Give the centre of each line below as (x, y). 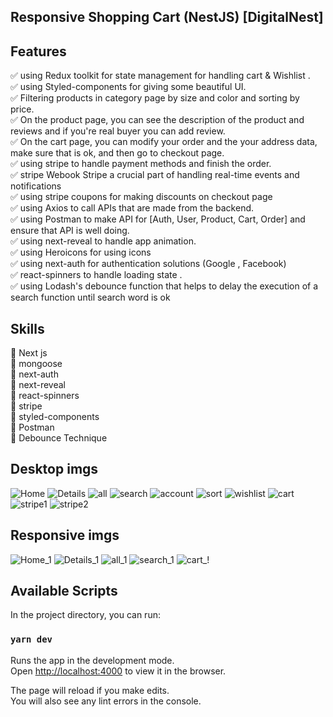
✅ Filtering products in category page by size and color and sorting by (155, 98)
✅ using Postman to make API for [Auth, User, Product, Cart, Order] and (158, 219)
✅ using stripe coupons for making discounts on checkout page (141, 197)
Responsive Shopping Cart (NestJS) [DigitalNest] (167, 17)
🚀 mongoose (36, 364)
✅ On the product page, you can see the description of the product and (157, 120)
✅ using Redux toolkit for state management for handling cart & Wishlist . (160, 76)
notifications (36, 186)
